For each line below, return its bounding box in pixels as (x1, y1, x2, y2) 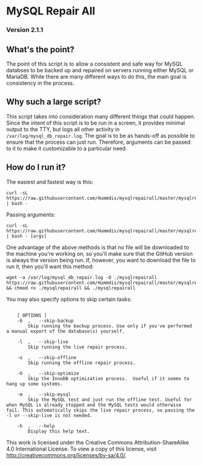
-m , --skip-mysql (17, 391, 71, 398)
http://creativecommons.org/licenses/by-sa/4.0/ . (6, 451, 127, 458)
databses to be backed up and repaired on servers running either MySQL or (6, 66, 194, 73)
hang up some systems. (6, 381, 63, 387)
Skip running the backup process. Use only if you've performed (28, 323, 192, 329)
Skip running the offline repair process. (28, 360, 136, 366)
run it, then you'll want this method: (6, 263, 94, 270)
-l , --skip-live (17, 339, 69, 345)
